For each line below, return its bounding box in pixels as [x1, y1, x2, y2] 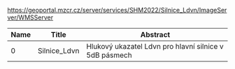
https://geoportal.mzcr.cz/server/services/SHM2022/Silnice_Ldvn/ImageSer [7, 6, 227, 14]
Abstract [140, 30, 171, 39]
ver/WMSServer [7, 13, 54, 22]
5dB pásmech [86, 50, 132, 60]
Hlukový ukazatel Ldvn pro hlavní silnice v [86, 42, 224, 51]
